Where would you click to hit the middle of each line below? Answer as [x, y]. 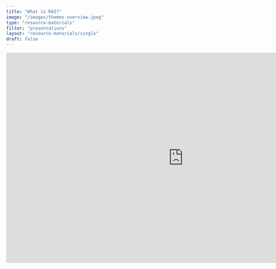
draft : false [22, 39]
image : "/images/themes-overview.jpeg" [55, 17]
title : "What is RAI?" [34, 12]
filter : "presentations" [37, 28]
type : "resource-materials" [41, 22]
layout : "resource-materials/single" [52, 34]
